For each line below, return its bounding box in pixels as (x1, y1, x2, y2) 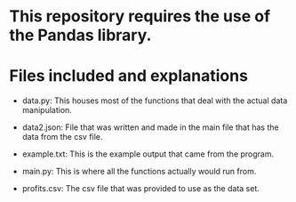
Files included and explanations (9, 66, 249, 86)
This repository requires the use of (9, 6, 271, 27)
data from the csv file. (21, 132, 103, 142)
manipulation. (21, 105, 73, 116)
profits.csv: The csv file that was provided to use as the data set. (21, 183, 260, 194)
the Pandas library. (9, 25, 152, 45)
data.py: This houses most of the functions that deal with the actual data (21, 95, 288, 106)
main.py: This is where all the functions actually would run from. (21, 166, 257, 177)
